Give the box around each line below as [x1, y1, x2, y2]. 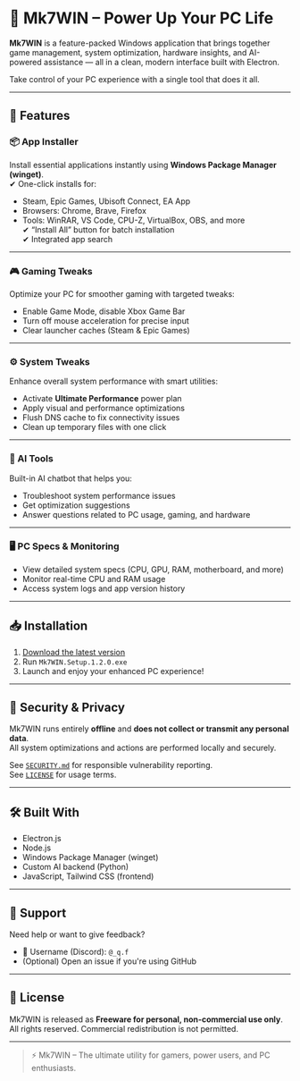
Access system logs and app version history [21, 583, 186, 594]
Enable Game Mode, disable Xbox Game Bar [21, 306, 186, 317]
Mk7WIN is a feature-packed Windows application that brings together [9, 38, 271, 48]
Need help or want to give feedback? [9, 929, 146, 940]
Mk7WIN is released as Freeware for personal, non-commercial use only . [9, 1014, 284, 1025]
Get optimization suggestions [21, 500, 131, 511]
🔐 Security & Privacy [9, 700, 125, 715]
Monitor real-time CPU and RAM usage [21, 573, 166, 584]
